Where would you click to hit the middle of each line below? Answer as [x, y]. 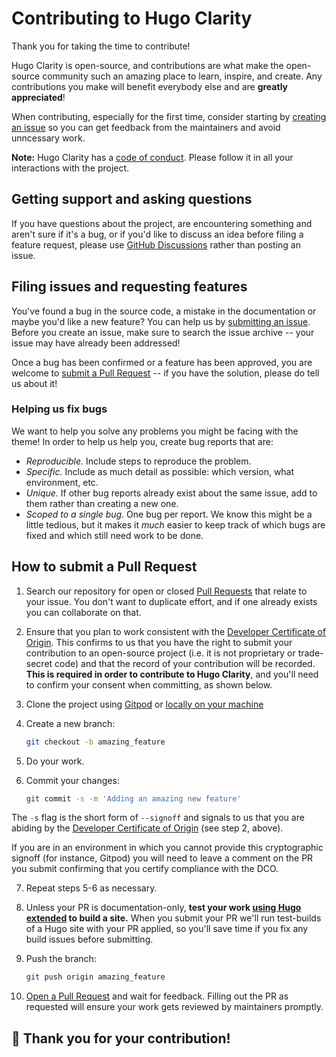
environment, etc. [62, 482]
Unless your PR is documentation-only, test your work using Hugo [163, 908]
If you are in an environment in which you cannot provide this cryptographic [167, 848]
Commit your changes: [72, 780]
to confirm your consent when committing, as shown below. [149, 684]
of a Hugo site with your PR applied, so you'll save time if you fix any [167, 929]
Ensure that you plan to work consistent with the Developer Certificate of [176, 631]
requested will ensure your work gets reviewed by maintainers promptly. [174, 1007]
